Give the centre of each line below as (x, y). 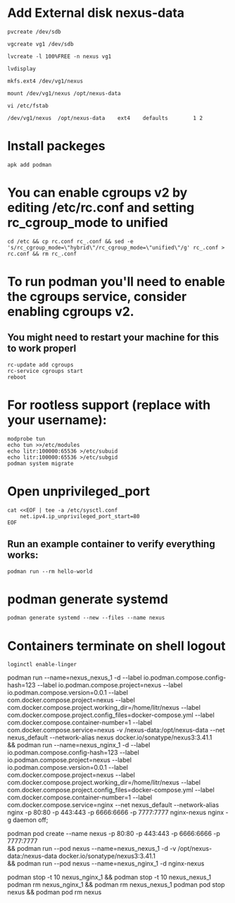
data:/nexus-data (32, 856)
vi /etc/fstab (28, 106)
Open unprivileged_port (79, 491)
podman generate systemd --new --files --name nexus (86, 618)
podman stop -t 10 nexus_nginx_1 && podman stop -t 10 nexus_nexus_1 (109, 877)
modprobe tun (26, 438)
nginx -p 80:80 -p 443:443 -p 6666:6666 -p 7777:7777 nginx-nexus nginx (116, 813)
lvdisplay (22, 68)
